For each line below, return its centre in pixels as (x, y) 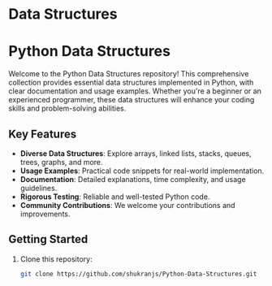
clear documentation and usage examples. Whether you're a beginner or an (135, 91)
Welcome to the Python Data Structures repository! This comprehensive (129, 74)
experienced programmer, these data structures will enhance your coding (132, 100)
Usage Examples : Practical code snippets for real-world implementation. (142, 171)
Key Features (43, 134)
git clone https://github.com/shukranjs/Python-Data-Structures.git (138, 274)
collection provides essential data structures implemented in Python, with (131, 83)
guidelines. (39, 188)
